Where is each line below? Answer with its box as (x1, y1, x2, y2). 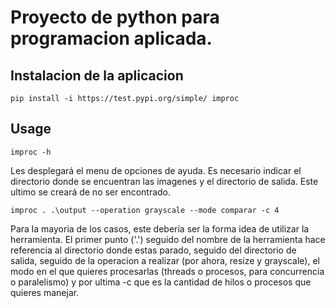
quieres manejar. (10, 286, 80, 298)
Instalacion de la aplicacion (10, 67, 184, 84)
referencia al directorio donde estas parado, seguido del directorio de (10, 244, 297, 256)
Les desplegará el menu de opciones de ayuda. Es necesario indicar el (10, 164, 302, 176)
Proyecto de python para (10, 6, 220, 29)
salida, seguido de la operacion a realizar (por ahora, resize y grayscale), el (10, 254, 320, 266)
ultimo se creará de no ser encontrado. (10, 186, 172, 198)
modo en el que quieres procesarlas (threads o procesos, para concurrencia (10, 265, 325, 277)
